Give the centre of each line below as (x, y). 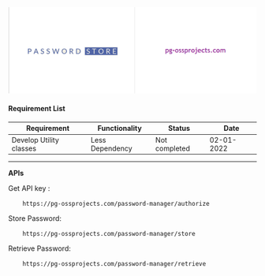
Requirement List (37, 109)
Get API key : (29, 188)
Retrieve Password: (39, 248)
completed (173, 148)
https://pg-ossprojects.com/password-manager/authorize (116, 204)
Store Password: (35, 218)
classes (24, 148)
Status (179, 129)
